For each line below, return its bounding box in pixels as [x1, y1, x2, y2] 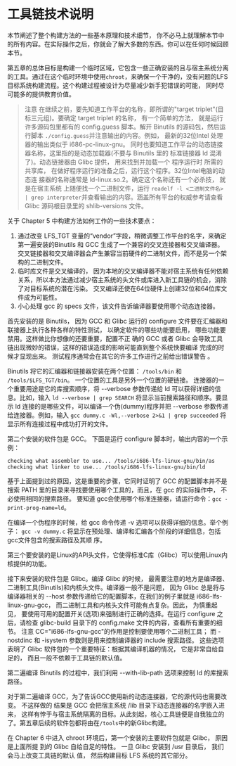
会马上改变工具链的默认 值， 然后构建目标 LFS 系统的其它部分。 [7, 751, 192, 760]
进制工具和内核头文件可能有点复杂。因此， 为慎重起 [67, 601, 218, 609]
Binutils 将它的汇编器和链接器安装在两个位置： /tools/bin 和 [7, 366, 183, 375]
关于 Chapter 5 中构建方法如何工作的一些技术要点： [7, 216, 157, 225]
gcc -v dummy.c [20, 528, 66, 535]
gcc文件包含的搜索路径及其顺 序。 [7, 535, 107, 544]
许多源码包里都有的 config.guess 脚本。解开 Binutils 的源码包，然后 [24, 122, 220, 131]
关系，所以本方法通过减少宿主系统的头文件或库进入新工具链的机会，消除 [17, 275, 227, 283]
